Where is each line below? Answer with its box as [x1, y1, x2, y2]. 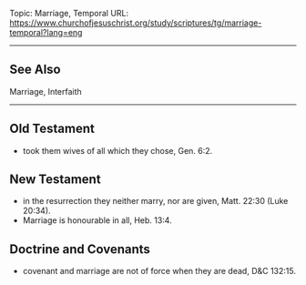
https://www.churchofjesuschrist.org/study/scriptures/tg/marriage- [9, 17, 262, 28]
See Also [9, 62, 61, 77]
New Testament [9, 172, 102, 188]
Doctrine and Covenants [9, 241, 150, 257]
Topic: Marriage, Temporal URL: [9, 8, 129, 18]
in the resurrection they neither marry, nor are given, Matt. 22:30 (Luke [22, 196, 289, 207]
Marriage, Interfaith [9, 86, 82, 97]
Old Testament [9, 121, 96, 137]
